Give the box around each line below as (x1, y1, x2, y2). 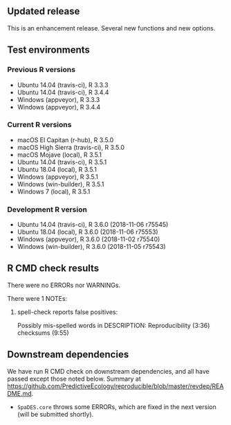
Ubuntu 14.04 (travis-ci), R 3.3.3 (17, 80, 109, 89)
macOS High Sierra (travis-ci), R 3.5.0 (17, 143, 124, 151)
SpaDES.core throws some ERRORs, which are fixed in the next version (17, 402, 216, 411)
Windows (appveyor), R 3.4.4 (17, 103, 101, 111)
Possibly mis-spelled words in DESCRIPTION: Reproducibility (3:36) (17, 321, 210, 329)
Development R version (7, 205, 88, 214)
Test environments (7, 44, 90, 56)
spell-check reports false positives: (17, 308, 118, 316)
